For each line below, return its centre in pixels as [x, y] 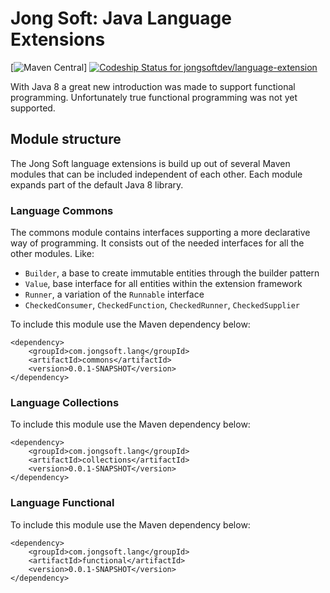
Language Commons [62, 210]
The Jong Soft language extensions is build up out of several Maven [150, 163]
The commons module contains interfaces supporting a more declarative [160, 233]
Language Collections [65, 402]
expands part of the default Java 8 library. [97, 184]
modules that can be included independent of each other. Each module [156, 174]
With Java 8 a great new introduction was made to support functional [153, 86]
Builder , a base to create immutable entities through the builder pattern [172, 273]
